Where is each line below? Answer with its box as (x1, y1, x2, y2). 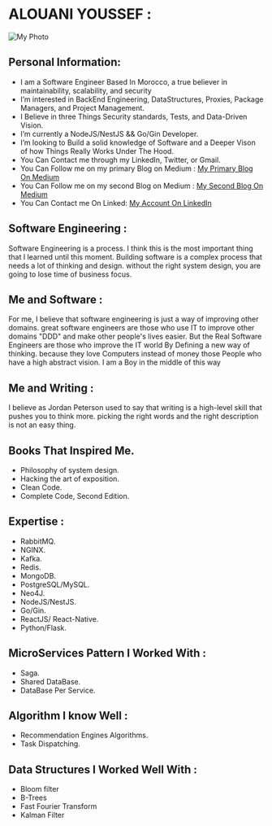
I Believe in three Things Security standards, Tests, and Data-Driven (19, 111, 248, 121)
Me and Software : (8, 292, 103, 306)
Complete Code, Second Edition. (19, 492, 130, 500)
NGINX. (19, 544, 46, 554)
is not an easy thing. (8, 420, 76, 430)
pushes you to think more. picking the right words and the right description (8, 412, 259, 422)
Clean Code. (19, 483, 63, 492)
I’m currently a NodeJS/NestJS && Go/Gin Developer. (19, 129, 199, 138)
